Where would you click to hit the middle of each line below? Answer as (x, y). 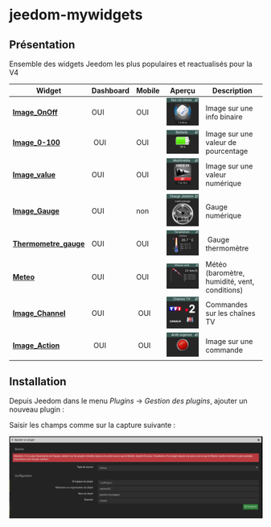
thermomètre (227, 248)
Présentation (42, 45)
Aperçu (182, 90)
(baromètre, (225, 272)
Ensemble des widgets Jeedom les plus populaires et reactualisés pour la (131, 64)
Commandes (227, 305)
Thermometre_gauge (49, 244)
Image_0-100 (36, 143)
